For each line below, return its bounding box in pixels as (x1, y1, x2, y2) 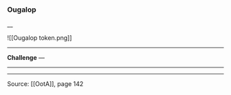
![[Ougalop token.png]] (7, 34, 72, 42)
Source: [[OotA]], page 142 (7, 80, 84, 88)
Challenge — (7, 54, 45, 62)
